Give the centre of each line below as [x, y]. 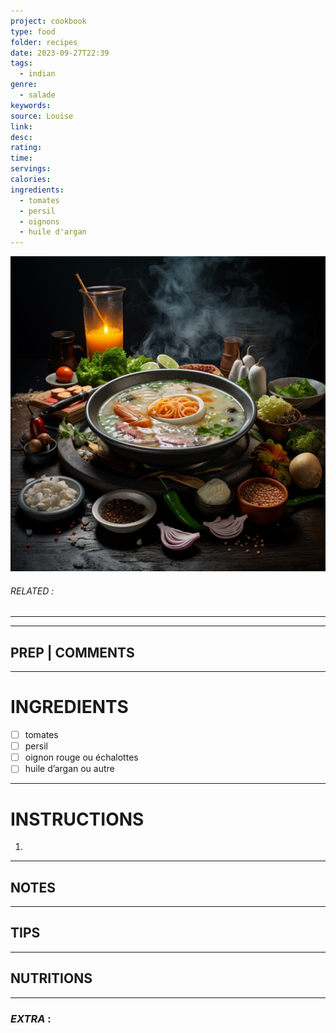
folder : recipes [44, 42]
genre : [24, 85]
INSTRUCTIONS [77, 819]
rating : [26, 148]
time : [21, 158]
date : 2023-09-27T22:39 [60, 53]
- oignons [39, 221]
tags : [21, 63]
